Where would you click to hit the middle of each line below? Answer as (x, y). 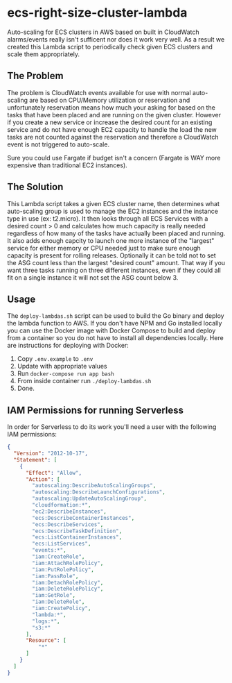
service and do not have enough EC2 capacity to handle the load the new (112, 129)
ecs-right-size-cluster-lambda (97, 13)
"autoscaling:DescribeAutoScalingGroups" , (94, 486)
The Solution (35, 187)
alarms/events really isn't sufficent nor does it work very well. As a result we (116, 39)
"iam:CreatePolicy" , (62, 609)
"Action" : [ (43, 479)
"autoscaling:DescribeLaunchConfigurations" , (99, 492)
